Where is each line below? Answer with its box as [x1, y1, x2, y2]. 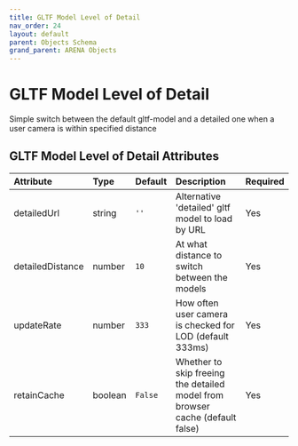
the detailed [176, 378, 225, 390]
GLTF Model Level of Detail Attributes [9, 148, 220, 164]
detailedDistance [13, 259, 84, 272]
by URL [176, 223, 207, 235]
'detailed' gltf [176, 201, 231, 213]
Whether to [176, 355, 223, 368]
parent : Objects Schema [9, 37, 98, 47]
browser [176, 400, 210, 412]
